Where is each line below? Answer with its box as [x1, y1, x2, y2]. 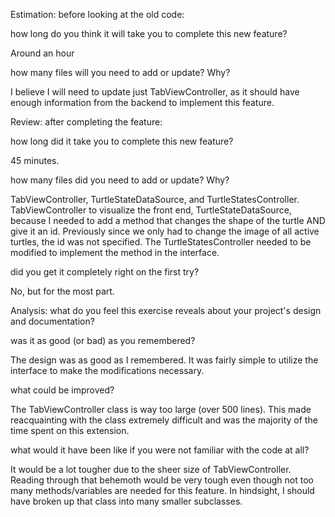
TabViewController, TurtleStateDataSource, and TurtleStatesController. [10, 194, 300, 205]
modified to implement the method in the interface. [10, 247, 220, 258]
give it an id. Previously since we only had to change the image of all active [10, 225, 320, 237]
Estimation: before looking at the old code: [10, 9, 185, 20]
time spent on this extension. [10, 425, 130, 436]
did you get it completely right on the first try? [10, 266, 200, 278]
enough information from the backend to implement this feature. [10, 97, 275, 108]
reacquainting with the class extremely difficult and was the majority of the [10, 414, 318, 426]
